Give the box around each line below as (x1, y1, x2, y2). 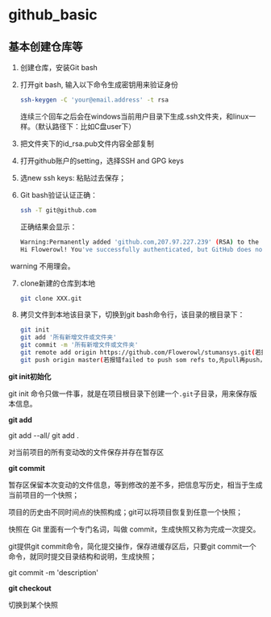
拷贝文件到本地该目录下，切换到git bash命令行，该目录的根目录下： (19, 310, 245, 319)
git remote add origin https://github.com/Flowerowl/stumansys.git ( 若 (19, 348, 262, 356)
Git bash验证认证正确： (19, 190, 98, 199)
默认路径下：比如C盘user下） (37, 121, 136, 131)
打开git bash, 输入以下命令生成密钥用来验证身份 (19, 80, 179, 90)
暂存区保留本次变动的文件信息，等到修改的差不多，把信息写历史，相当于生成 (8, 480, 263, 490)
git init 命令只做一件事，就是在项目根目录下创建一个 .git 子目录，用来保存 (8, 389, 250, 398)
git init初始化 (8, 371, 52, 381)
